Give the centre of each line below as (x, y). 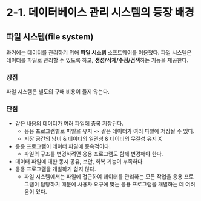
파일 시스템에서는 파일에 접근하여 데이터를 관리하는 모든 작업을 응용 (103, 176)
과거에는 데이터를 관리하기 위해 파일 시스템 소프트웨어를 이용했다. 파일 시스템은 (99, 53)
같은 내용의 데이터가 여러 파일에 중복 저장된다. (69, 123)
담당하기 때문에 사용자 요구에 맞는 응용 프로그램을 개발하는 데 (112, 184)
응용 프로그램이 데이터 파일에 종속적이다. (63, 146)
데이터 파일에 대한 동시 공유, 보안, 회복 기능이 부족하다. (79, 161)
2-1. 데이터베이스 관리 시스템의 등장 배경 (100, 12)
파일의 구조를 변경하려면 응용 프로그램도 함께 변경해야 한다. (94, 154)
